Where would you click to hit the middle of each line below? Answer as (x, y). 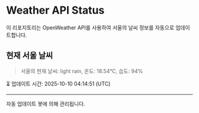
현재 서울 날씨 (30, 56)
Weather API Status (55, 10)
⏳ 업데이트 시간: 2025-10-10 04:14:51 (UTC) (58, 83)
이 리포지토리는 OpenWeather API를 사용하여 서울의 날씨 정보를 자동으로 (90, 27)
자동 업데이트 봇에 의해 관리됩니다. (46, 103)
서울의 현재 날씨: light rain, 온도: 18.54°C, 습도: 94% (82, 71)
